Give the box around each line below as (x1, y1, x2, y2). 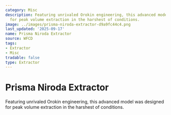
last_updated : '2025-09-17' (5, 27, 65, 32)
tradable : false (5, 55, 40, 60)
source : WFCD (5, 36, 33, 41)
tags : (5, 41, 17, 46)
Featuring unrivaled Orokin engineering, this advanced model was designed (5, 99, 164, 105)
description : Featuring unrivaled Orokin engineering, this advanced (5, 12, 156, 17)
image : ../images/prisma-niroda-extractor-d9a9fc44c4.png (5, 21, 131, 27)
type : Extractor (5, 60, 40, 65)
